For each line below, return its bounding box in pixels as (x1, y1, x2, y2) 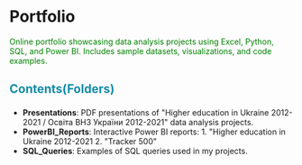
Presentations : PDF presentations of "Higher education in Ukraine (22, 107, 270, 118)
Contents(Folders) (9, 81, 115, 96)
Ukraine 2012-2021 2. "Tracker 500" (22, 136, 158, 147)
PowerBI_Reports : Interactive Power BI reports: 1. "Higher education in (22, 126, 287, 137)
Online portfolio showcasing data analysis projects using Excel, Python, (9, 36, 275, 47)
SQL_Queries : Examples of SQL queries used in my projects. (22, 146, 248, 157)
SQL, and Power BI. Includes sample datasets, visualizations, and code (9, 45, 272, 56)
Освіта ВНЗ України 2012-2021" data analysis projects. (48, 117, 254, 128)
